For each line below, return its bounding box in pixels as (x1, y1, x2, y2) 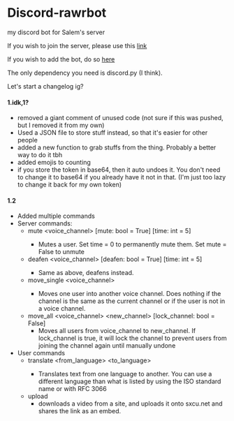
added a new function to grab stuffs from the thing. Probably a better (17, 143, 217, 152)
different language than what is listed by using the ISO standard (38, 377, 221, 385)
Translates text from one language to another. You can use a (38, 370, 212, 378)
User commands (17, 349, 65, 357)
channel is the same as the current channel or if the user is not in (38, 297, 226, 305)
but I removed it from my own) (17, 121, 105, 130)
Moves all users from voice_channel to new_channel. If (38, 327, 196, 335)
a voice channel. (38, 304, 86, 313)
